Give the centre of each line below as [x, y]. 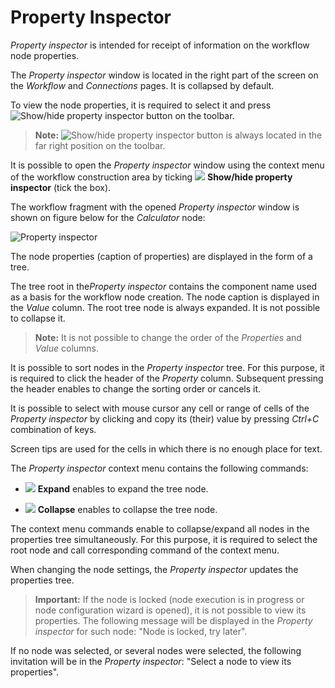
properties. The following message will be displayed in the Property [173, 620]
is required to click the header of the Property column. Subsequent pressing [167, 378]
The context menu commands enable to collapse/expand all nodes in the [160, 528]
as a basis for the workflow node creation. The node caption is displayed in [165, 297]
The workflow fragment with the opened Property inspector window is [155, 207]
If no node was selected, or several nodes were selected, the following [156, 650]
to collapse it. [38, 318]
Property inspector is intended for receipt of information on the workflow [160, 45]
